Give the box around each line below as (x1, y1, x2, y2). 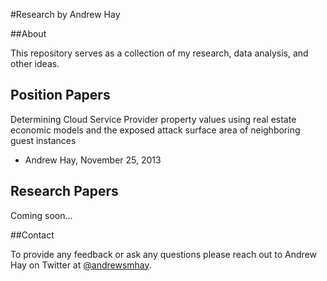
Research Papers (10, 183, 119, 200)
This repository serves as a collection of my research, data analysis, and (10, 47, 309, 59)
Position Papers (10, 87, 111, 104)
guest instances (10, 134, 77, 146)
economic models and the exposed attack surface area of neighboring (10, 124, 301, 136)
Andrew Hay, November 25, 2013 (24, 154, 162, 166)
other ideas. (10, 58, 60, 69)
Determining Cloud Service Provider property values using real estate (10, 113, 297, 125)
